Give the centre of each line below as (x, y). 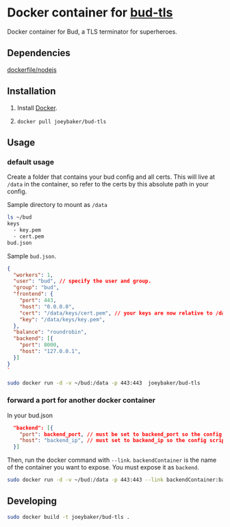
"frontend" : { (33, 294)
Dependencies (39, 53)
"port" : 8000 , (39, 345)
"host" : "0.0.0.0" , (47, 306)
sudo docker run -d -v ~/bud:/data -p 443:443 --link (86, 480)
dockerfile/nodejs (32, 69)
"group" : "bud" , (36, 288)
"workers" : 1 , (33, 275)
